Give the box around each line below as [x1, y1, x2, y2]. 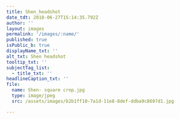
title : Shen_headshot [6, 8, 61, 15]
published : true [6, 37, 47, 43]
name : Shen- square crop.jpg [11, 87, 85, 93]
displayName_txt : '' [6, 48, 59, 54]
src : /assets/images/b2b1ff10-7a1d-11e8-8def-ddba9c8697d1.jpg [11, 98, 174, 104]
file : [6, 82, 20, 88]
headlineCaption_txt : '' [6, 76, 69, 82]
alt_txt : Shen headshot [6, 53, 66, 59]
